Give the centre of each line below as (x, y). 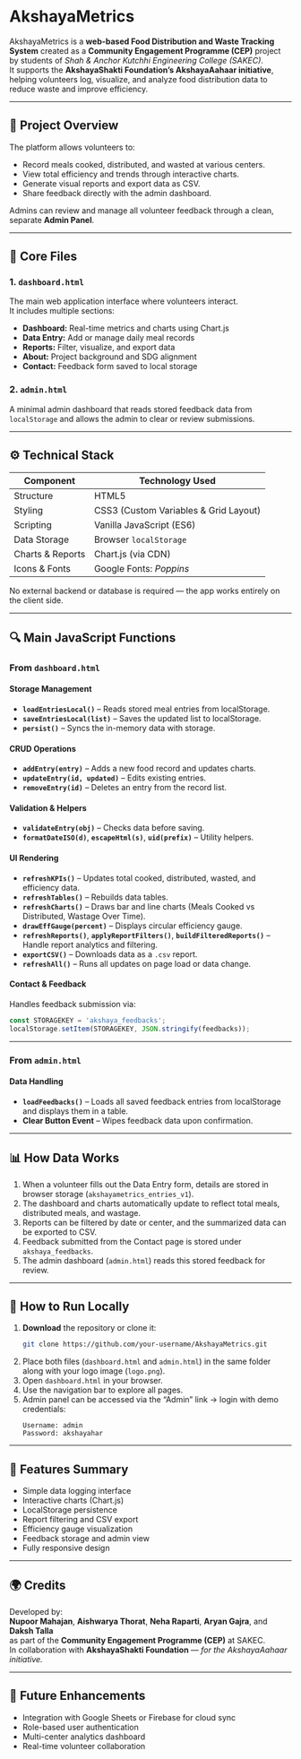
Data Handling (37, 1082)
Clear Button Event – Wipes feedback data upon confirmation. (138, 1120)
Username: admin (52, 1426)
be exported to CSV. (59, 1232)
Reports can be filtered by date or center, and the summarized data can (154, 1222)
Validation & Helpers (48, 807)
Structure (34, 496)
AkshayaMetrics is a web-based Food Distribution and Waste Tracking (142, 41)
